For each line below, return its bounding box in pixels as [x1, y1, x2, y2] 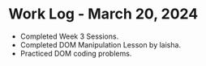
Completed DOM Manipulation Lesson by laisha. [19, 39, 181, 49]
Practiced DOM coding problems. [19, 48, 132, 58]
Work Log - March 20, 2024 [8, 5, 199, 23]
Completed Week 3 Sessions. [19, 31, 119, 41]
